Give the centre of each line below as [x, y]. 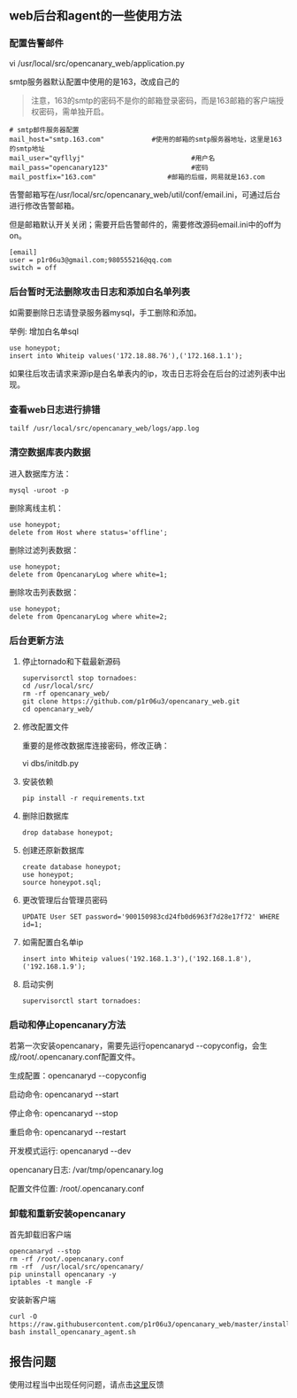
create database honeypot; [72, 866]
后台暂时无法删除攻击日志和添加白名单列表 [100, 291]
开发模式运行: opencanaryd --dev [70, 1151]
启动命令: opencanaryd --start [64, 1095]
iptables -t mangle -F [51, 1283]
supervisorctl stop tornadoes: [80, 678]
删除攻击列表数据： [44, 592]
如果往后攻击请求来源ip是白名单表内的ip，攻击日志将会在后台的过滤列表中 [144, 373]
